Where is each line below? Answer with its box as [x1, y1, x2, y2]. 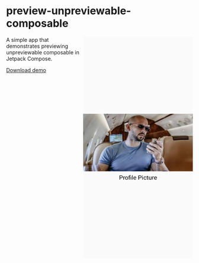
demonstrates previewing [6, 43, 69, 50]
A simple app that [6, 36, 49, 43]
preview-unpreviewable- [6, 4, 131, 18]
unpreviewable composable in [6, 48, 80, 56]
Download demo [6, 66, 46, 73]
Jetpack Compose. [6, 55, 53, 62]
